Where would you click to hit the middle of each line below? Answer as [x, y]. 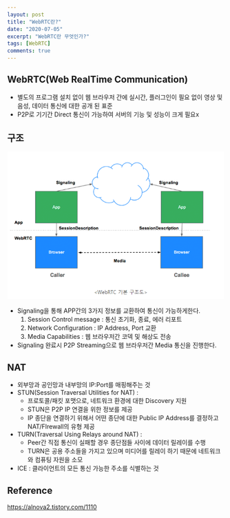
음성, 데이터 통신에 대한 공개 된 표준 [65, 105]
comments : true [29, 51]
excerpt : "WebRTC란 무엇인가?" [48, 37]
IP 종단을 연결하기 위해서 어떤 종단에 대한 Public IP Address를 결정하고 [123, 418]
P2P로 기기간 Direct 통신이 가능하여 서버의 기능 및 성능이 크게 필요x [108, 114]
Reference [30, 490]
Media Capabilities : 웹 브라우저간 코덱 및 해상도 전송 [100, 337]
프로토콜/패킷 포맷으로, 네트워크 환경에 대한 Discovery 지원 [107, 401]
